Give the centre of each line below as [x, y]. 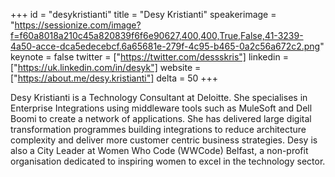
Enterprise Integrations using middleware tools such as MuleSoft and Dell [161, 108]
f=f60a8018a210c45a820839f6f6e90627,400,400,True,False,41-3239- [157, 35]
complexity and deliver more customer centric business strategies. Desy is [164, 140]
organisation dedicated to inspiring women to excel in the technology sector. [168, 161]
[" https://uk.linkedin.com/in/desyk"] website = [106, 67]
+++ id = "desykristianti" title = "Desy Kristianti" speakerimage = [143, 14]
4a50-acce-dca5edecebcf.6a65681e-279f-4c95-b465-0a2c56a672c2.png [165, 46]
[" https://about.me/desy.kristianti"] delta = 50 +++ [114, 78]
